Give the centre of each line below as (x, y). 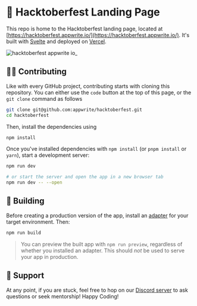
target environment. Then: (38, 222)
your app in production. (49, 256)
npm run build (24, 233)
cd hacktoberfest (28, 115)
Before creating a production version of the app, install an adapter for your (97, 215)
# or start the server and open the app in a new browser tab (85, 177)
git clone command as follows (44, 98)
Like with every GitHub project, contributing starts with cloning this (88, 86)
